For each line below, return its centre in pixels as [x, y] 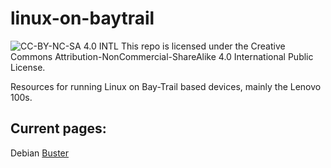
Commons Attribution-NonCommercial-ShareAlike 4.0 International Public [162, 56]
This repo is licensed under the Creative [203, 46]
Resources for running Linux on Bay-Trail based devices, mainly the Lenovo [166, 86]
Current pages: [58, 128]
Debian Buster [40, 153]
